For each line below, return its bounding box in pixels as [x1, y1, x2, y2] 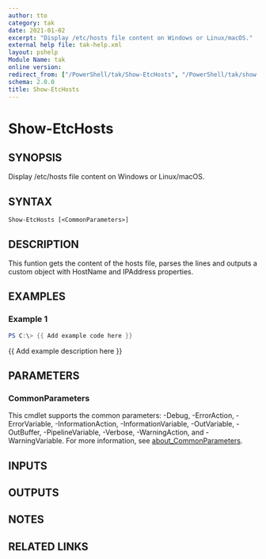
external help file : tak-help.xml [8, 41, 123, 49]
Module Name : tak [8, 56, 66, 64]
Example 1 [8, 314, 48, 325]
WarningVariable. [8, 436, 65, 446]
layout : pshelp [8, 48, 59, 56]
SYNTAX [8, 195, 53, 209]
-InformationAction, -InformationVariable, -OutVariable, [55, 419, 235, 429]
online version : [8, 63, 62, 71]
